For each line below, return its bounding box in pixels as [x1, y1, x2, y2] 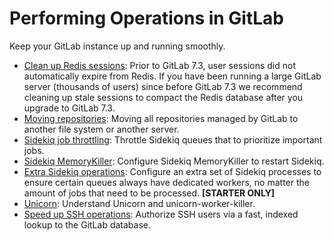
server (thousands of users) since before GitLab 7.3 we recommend [23, 80, 303, 92]
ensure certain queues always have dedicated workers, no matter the [23, 176, 310, 188]
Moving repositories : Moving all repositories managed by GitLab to [23, 112, 299, 124]
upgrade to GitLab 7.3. [23, 102, 116, 114]
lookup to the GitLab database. [23, 218, 151, 231]
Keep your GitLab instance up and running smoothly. [9, 40, 226, 52]
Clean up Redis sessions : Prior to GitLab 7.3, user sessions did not [23, 59, 297, 71]
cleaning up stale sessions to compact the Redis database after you [23, 91, 304, 103]
